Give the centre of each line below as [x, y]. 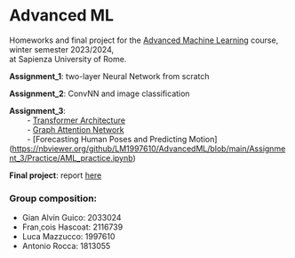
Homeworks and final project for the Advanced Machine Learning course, [144, 40]
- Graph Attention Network [75, 129]
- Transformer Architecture [76, 120]
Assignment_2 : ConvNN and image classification [100, 93]
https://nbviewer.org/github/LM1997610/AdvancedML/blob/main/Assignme [149, 149]
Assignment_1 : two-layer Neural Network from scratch [109, 76]
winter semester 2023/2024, [62, 49]
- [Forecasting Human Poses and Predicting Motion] [122, 139]
